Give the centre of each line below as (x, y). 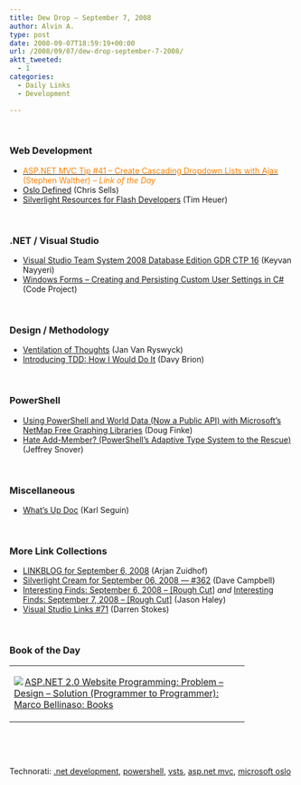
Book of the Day (45, 651)
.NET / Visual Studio (54, 240)
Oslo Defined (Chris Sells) (71, 189)
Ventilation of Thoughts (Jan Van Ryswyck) (103, 350)
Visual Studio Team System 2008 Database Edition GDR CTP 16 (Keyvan (157, 260)
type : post (30, 34)
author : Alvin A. (42, 26)
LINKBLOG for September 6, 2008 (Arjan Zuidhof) (115, 571)
